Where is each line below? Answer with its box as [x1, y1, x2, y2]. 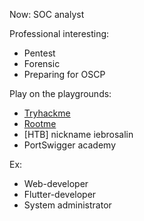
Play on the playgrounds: [9, 88, 112, 99]
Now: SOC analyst [9, 9, 85, 20]
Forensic [23, 58, 61, 69]
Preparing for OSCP [23, 69, 106, 80]
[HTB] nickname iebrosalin [23, 129, 134, 140]
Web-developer [23, 178, 89, 189]
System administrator [23, 199, 112, 211]
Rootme [23, 118, 57, 129]
